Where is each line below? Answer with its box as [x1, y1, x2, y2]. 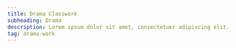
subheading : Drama [7, 17, 62, 24]
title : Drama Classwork [7, 10, 78, 18]
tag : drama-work [7, 30, 55, 37]
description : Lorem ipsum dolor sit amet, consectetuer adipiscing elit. [7, 23, 230, 30]
